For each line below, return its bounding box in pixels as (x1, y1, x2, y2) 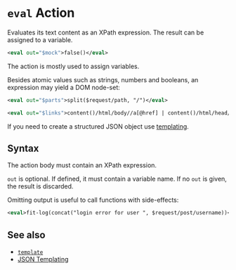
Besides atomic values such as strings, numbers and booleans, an (7, 75, 199, 84)
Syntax (7, 142, 39, 154)
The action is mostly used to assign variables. (7, 62, 140, 70)
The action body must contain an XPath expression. (7, 161, 157, 169)
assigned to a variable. (7, 35, 73, 44)
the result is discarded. (7, 182, 74, 191)
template (17, 249, 44, 256)
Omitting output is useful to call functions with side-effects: (7, 195, 179, 205)
